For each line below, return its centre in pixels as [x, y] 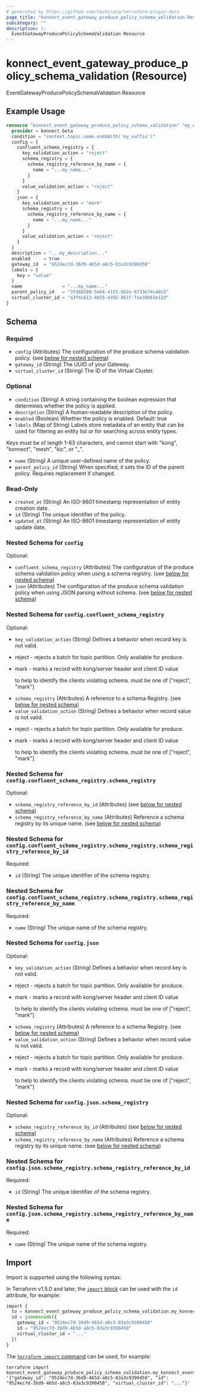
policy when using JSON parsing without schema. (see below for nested [103, 593]
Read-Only [22, 489]
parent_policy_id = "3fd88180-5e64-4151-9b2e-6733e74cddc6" [90, 292]
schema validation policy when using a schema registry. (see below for [102, 574]
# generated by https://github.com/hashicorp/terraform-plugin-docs [93, 12]
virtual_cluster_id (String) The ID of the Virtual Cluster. [84, 371]
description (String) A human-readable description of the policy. [94, 412]
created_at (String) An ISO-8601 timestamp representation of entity [97, 502]
